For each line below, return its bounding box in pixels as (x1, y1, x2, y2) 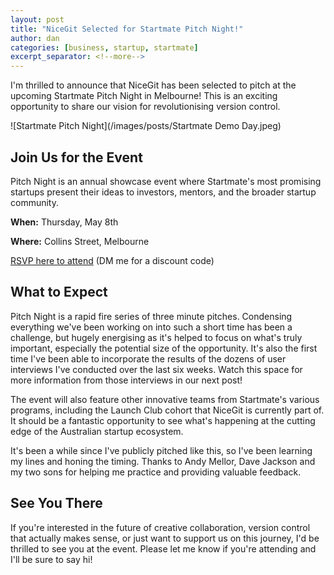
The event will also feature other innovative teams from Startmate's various (10, 393, 320, 405)
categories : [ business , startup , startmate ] (10, 42, 199, 53)
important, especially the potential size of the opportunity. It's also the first (10, 342, 318, 354)
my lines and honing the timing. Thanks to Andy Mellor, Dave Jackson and (10, 455, 316, 467)
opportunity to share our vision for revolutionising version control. (10, 101, 281, 113)
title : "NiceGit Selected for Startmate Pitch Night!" (10, 24, 244, 34)
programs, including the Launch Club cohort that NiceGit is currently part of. (10, 404, 325, 416)
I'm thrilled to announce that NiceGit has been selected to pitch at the (10, 79, 297, 91)
